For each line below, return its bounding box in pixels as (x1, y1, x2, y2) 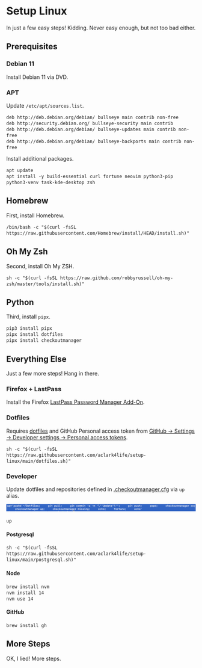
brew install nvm (6, 584, 50, 590)
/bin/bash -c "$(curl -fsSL (6, 224, 77, 230)
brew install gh (6, 622, 47, 628)
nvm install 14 (6, 590, 44, 596)
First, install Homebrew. (6, 212, 65, 219)
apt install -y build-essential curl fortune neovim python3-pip (6, 173, 173, 179)
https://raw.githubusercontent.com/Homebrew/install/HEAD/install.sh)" (6, 230, 189, 236)
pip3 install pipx (6, 326, 52, 332)
